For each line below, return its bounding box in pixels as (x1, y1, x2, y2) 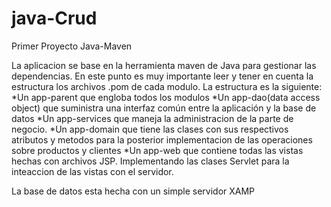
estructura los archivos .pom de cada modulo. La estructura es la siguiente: (11, 80, 323, 92)
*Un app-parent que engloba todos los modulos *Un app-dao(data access (11, 91, 321, 103)
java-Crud (11, 7, 98, 30)
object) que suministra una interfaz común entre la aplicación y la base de (11, 102, 317, 114)
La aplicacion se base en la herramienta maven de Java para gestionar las (11, 59, 317, 71)
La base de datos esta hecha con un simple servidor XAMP (11, 185, 256, 197)
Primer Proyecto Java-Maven (11, 40, 133, 52)
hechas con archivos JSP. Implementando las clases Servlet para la (11, 155, 290, 167)
